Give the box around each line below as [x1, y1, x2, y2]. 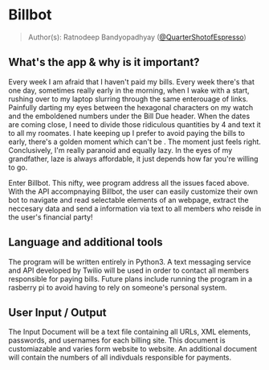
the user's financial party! [8, 212, 93, 222]
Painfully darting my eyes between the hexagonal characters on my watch [8, 102, 254, 112]
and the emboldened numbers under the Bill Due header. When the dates [8, 111, 251, 121]
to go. [8, 162, 28, 172]
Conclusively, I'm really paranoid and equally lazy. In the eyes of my [8, 145, 233, 154]
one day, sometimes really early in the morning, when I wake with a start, [8, 85, 251, 95]
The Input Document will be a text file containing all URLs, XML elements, [8, 327, 251, 337]
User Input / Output [8, 306, 107, 319]
